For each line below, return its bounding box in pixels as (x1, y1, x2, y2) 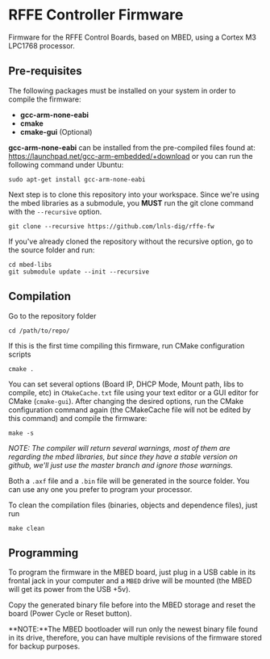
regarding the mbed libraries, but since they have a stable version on (8, 452, 238, 461)
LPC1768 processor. (8, 40, 75, 50)
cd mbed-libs (8, 261, 52, 269)
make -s (8, 429, 35, 437)
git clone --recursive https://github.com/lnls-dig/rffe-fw (8, 222, 215, 231)
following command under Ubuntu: (8, 160, 124, 169)
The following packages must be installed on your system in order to (8, 86, 236, 95)
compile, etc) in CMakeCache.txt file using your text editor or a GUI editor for (8, 387, 260, 397)
